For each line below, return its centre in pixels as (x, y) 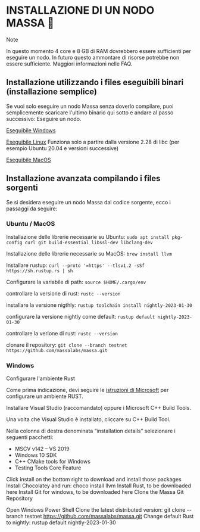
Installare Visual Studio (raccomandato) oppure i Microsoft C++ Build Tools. (99, 408)
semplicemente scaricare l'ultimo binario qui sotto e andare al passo (90, 112)
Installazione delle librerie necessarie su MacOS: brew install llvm (89, 253)
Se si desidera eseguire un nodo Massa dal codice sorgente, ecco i (88, 202)
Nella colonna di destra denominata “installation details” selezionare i (91, 431)
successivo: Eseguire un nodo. (44, 119)
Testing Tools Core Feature (48, 468)
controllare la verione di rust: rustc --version (62, 333)
